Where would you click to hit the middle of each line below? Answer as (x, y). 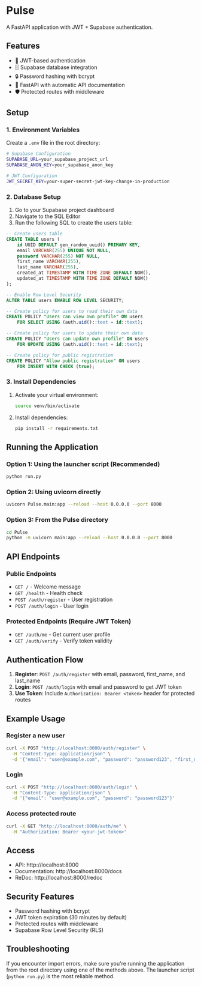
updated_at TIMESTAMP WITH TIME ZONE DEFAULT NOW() (83, 279)
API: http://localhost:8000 (47, 865)
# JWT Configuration (32, 176)
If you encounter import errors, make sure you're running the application (95, 963)
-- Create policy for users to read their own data (72, 311)
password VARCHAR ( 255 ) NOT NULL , (59, 256)
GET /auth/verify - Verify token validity (63, 641)
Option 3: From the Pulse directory (57, 520)
